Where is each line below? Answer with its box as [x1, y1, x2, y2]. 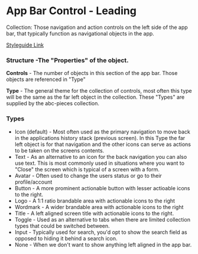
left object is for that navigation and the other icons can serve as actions [14, 141, 191, 148]
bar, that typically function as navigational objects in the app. [6, 30, 155, 37]
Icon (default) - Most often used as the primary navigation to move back [14, 128, 190, 135]
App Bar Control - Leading [6, 4, 137, 18]
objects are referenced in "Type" [6, 76, 86, 83]
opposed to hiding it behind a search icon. [14, 235, 118, 242]
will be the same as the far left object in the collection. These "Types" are [6, 93, 185, 101]
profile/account [14, 178, 53, 185]
